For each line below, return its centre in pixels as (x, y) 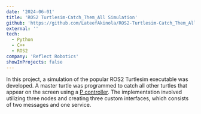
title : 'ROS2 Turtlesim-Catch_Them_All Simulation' (72, 17)
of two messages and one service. (49, 104)
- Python (22, 40)
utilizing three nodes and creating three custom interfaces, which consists (98, 98)
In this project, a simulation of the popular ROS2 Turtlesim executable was (97, 79)
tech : (13, 34)
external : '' (22, 28)
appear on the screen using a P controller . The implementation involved (94, 92)
